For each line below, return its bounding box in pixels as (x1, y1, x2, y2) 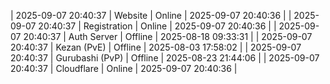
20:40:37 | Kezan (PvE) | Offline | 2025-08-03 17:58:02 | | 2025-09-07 (10, 41, 302, 53)
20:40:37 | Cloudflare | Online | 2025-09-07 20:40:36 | (10, 63, 238, 74)
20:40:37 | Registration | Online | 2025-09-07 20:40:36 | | (38, 20, 277, 32)
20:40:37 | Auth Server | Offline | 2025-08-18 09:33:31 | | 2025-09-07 (23, 31, 313, 42)
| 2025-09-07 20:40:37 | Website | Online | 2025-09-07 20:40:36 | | (10, 10, 292, 21)
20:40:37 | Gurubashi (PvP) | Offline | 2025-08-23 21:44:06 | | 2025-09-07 (10, 52, 320, 64)
